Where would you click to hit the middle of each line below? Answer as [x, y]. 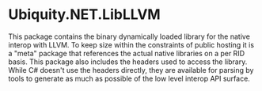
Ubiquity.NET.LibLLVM [84, 15]
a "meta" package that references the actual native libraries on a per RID [127, 53]
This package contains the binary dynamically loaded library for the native [129, 36]
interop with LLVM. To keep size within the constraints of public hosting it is [131, 44]
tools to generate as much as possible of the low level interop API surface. [129, 78]
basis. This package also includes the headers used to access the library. [128, 62]
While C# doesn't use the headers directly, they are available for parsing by [131, 70]
